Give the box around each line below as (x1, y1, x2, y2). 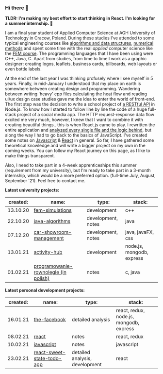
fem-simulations (33, 207, 72, 214)
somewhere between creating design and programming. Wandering (5, 86, 141, 92)
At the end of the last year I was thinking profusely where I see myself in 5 (5, 75, 153, 82)
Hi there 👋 (5, 4, 29, 11)
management (33, 235, 64, 242)
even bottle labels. (5, 66, 42, 72)
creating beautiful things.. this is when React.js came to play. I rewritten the (5, 122, 155, 128)
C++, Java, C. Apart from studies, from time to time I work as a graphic (5, 56, 147, 62)
